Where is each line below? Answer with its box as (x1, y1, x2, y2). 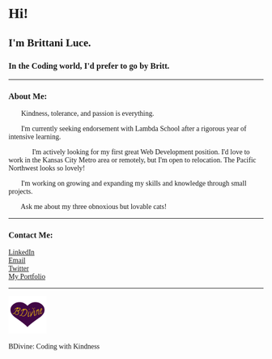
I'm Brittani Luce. (8, 36, 91, 49)
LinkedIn (8, 248, 35, 257)
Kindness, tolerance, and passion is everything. (20, 109, 155, 118)
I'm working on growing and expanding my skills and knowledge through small (20, 179, 247, 188)
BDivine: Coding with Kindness (8, 342, 100, 351)
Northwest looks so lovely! (8, 164, 86, 173)
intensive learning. (8, 133, 62, 142)
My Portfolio (8, 272, 46, 281)
